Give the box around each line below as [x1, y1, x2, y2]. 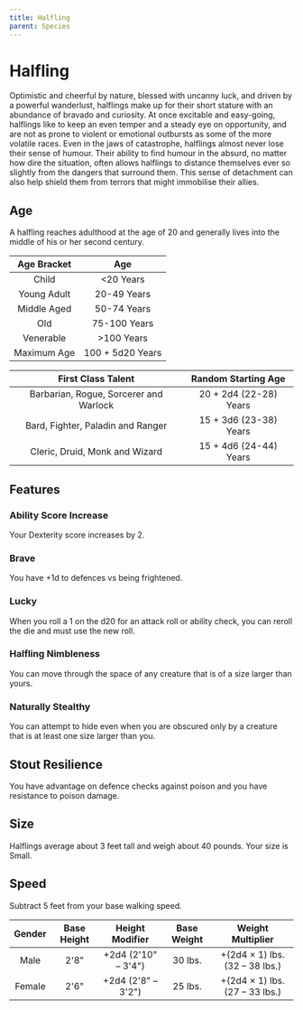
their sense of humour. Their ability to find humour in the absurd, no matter [9, 148, 287, 159]
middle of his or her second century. [9, 237, 144, 248]
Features [9, 482, 60, 497]
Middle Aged [17, 303, 72, 315]
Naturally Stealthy [9, 700, 91, 713]
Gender [14, 927, 47, 940]
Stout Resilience [9, 756, 104, 772]
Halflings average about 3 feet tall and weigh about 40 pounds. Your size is [9, 840, 289, 851]
